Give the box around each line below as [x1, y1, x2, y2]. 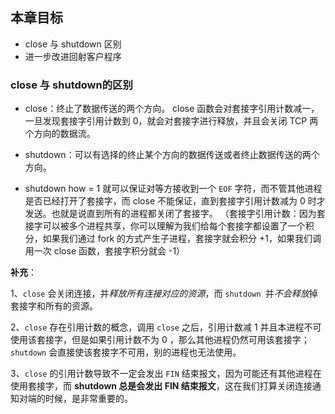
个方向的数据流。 [24, 128, 96, 140]
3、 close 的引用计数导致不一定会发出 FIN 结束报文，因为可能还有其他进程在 [10, 368, 322, 380]
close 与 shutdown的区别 [10, 78, 133, 92]
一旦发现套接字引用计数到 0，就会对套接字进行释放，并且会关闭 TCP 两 [24, 115, 319, 127]
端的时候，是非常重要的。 [27, 393, 133, 405]
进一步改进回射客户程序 [24, 50, 122, 62]
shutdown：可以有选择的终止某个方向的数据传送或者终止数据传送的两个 [24, 149, 320, 161]
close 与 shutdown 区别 [24, 38, 122, 50]
